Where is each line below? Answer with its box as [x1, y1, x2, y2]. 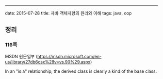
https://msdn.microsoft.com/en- [37, 53, 102, 59]
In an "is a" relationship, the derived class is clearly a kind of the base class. [5, 68, 157, 74]
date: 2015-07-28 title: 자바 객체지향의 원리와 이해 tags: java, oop [5, 10, 132, 16]
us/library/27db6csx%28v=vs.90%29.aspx [5, 59, 91, 64]
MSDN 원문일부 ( [5, 53, 38, 59]
